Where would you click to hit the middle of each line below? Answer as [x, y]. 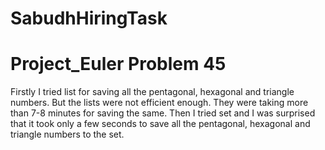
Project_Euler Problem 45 [118, 64]
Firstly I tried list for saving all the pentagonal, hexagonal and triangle [152, 92]
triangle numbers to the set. [67, 134]
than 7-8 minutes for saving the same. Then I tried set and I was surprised [163, 113]
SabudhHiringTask [89, 18]
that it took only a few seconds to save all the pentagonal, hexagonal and [160, 124]
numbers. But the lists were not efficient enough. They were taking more [159, 103]
